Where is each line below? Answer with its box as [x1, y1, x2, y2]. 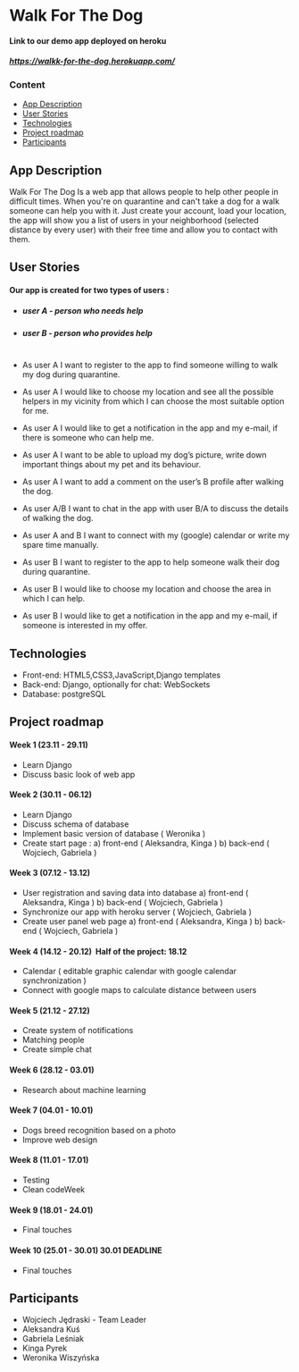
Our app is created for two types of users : [9, 284, 170, 295]
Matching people [21, 1034, 85, 1046]
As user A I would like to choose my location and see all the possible [21, 386, 274, 398]
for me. [21, 406, 49, 417]
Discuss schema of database [21, 819, 129, 829]
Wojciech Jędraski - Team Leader [21, 1315, 147, 1326]
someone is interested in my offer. [21, 620, 148, 631]
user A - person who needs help [21, 305, 144, 316]
